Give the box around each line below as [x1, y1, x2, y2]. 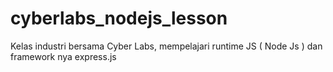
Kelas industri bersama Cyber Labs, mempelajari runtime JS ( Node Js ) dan [10, 40, 323, 52]
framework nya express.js [10, 50, 117, 62]
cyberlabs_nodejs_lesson [10, 7, 228, 30]
